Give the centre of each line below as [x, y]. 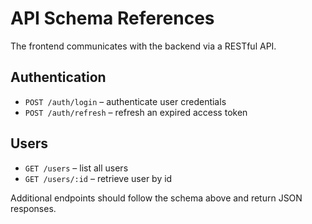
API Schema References [112, 18]
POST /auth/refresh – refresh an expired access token [136, 112]
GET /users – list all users [76, 168]
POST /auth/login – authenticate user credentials [125, 101]
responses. [33, 208]
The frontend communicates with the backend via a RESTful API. [143, 46]
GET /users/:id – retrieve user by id [98, 178]
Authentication [58, 77]
